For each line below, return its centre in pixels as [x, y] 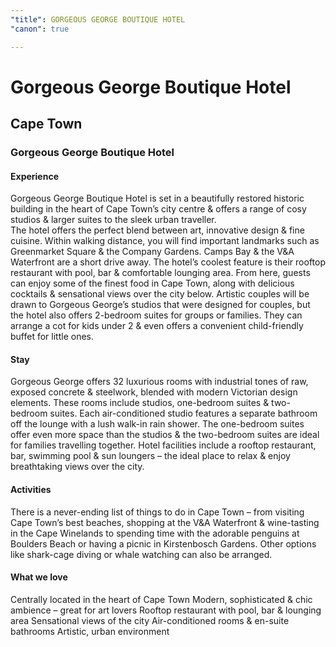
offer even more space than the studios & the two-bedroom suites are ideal [165, 435]
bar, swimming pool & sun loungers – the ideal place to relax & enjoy [150, 456]
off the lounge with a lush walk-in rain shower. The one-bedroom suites [157, 424]
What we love [39, 577]
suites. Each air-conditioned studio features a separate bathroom [183, 413]
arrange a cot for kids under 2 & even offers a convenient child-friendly [157, 326]
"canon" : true [40, 29]
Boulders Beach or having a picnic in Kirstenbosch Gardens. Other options [163, 543]
